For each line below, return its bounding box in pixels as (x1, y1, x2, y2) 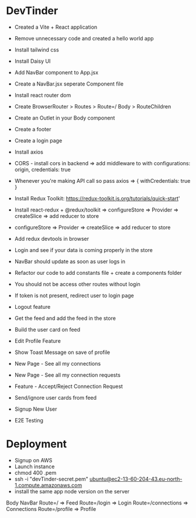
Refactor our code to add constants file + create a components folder (14, 269, 183, 276)
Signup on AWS (14, 456, 53, 464)
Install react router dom (14, 91, 71, 98)
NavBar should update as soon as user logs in (14, 258, 126, 265)
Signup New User (14, 405, 57, 413)
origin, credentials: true (14, 166, 71, 173)
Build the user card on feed (14, 326, 81, 333)
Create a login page (14, 137, 63, 144)
